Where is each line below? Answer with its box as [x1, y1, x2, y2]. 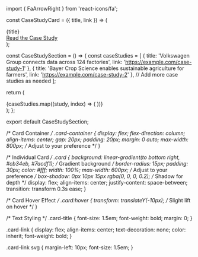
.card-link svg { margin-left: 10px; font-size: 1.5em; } [6, 244, 133, 251]
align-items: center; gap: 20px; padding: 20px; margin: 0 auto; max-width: [6, 136, 189, 143]
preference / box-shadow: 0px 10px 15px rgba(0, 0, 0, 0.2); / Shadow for [6, 173, 184, 180]
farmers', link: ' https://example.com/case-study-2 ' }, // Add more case [6, 71, 178, 78]
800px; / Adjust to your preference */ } [6, 142, 101, 149]
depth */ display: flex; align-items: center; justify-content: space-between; [6, 179, 188, 186]
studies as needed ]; [6, 77, 56, 84]
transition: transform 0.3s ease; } [6, 185, 87, 192]
